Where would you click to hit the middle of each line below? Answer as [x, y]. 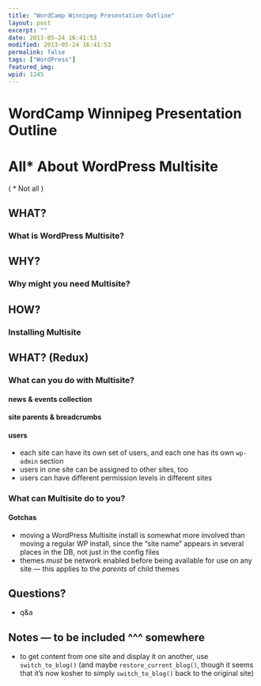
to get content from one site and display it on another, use [114, 657]
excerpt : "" [28, 30]
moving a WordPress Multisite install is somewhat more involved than [132, 535]
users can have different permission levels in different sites [115, 478]
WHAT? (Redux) [49, 358]
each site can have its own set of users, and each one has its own [127, 453]
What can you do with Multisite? [72, 380]
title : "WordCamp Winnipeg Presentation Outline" [92, 15]
